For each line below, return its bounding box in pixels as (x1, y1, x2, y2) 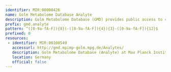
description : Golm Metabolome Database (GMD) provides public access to (5, 17, 163, 22)
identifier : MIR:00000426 (5, 7, 60, 13)
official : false (12, 59, 47, 64)
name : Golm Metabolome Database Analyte (5, 12, 93, 17)
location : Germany (12, 54, 51, 60)
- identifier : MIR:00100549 (7, 41, 67, 46)
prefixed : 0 (5, 31, 31, 36)
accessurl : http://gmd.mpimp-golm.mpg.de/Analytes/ (12, 45, 124, 50)
